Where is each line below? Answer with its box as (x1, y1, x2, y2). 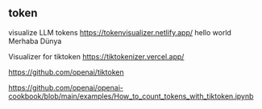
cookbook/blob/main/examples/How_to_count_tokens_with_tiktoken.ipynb (8, 91, 254, 101)
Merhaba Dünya (8, 36, 62, 46)
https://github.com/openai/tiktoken (8, 67, 124, 77)
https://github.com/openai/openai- (8, 83, 123, 92)
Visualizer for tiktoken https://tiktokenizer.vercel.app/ (8, 51, 185, 61)
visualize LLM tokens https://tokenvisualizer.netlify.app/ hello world (8, 27, 232, 37)
